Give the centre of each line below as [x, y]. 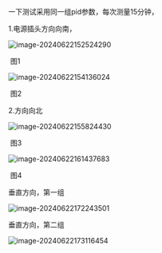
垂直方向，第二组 [36, 225]
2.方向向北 [26, 111]
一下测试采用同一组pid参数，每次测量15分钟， [83, 12]
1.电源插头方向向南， [42, 29]
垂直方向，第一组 [36, 192]
